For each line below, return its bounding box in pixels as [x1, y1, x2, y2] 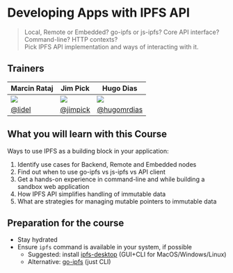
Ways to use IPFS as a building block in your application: [7, 147, 169, 155]
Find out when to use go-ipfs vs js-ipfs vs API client [17, 167, 166, 176]
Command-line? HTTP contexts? [24, 35, 118, 43]
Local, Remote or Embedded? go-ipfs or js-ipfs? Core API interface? [24, 28, 220, 36]
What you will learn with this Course [7, 129, 168, 140]
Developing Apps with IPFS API [7, 5, 190, 21]
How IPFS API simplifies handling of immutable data [17, 190, 166, 198]
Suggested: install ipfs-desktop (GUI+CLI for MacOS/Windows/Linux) [27, 250, 227, 258]
